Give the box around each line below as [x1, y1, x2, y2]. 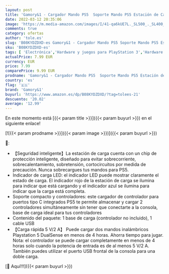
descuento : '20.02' [5, 96, 46, 101]
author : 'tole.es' [5, 36, 44, 41]
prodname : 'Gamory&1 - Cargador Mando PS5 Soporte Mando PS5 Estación [5, 73, 158, 78]
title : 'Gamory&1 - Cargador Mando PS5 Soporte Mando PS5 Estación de [5, 12, 158, 17]
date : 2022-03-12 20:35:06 [5, 17, 62, 22]
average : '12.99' [5, 101, 42, 106]
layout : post [5, 7, 33, 13]
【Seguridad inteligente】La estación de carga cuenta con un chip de [12, 150, 157, 156]
